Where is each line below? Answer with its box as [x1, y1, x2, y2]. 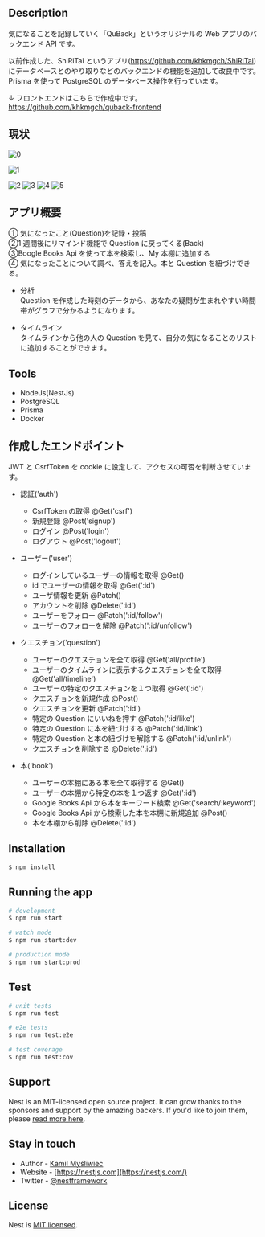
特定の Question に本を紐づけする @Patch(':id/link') [31, 723, 203, 734]
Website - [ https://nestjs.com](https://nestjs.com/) [19, 1167, 187, 1177]
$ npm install [8, 863, 56, 871]
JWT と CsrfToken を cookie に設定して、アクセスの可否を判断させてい [8, 462, 245, 472]
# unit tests [8, 1001, 52, 1010]
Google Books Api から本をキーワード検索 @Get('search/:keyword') [31, 798, 256, 808]
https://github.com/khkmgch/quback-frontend [8, 102, 162, 112]
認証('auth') [19, 489, 59, 499]
